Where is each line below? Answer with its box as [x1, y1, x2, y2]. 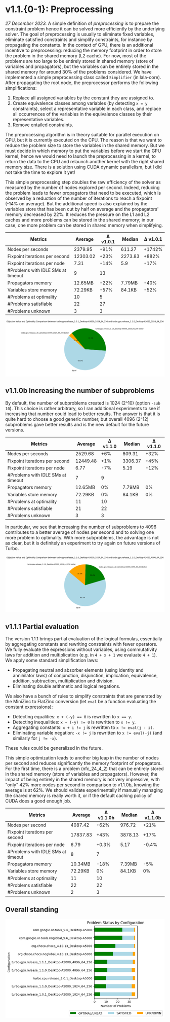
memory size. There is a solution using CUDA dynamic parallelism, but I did [5, 164, 162, 170]
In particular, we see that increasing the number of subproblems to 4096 [5, 524, 157, 530]
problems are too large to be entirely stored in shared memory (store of [5, 58, 154, 64]
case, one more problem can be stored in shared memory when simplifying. [5, 222, 163, 228]
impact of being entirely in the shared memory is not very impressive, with [5, 777, 160, 783]
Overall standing [5, 905, 59, 914]
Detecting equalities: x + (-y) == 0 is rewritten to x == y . [12, 714, 133, 720]
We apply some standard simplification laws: [5, 658, 99, 664]
